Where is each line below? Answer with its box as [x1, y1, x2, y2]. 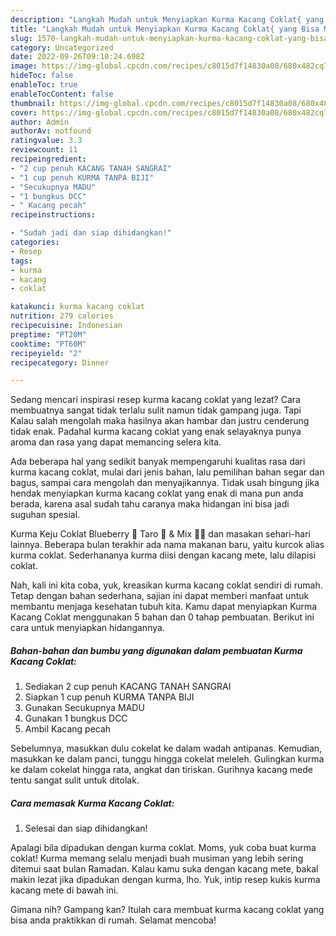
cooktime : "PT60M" [10, 339, 87, 349]
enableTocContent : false [10, 89, 114, 99]
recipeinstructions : [10, 210, 97, 220]
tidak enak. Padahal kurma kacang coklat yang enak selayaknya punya [10, 426, 302, 438]
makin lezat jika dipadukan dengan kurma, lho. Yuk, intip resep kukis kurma [10, 874, 321, 886]
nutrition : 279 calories [10, 311, 114, 321]
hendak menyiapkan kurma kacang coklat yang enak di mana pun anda [10, 487, 304, 500]
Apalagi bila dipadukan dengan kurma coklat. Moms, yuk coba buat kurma [10, 842, 317, 854]
